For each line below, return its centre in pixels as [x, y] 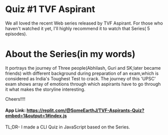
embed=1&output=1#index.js [36, 116]
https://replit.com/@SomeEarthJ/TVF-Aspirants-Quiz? [86, 110]
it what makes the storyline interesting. [45, 89]
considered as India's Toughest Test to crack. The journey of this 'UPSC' [80, 78]
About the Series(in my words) [70, 54]
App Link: [16, 110]
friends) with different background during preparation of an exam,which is [82, 73]
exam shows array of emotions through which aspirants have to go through [83, 84]
